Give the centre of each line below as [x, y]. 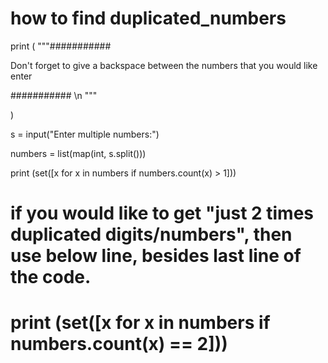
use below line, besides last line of [156, 256]
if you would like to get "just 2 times [162, 213]
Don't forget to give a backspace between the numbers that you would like [164, 65]
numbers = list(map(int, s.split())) [78, 153]
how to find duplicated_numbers [148, 18]
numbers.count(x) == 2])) [119, 344]
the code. [51, 277]
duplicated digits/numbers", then [151, 234]
